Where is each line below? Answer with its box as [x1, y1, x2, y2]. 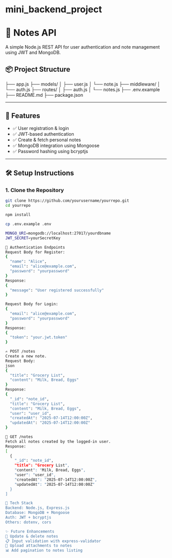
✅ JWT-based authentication [12, 131, 74, 137]
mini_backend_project [5, 4, 102, 15]
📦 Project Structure [5, 65, 71, 74]
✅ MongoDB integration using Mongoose [12, 142, 100, 148]
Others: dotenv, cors [5, 520, 52, 525]
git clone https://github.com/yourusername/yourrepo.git [5, 198, 130, 203]
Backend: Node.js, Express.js [5, 505, 70, 510]
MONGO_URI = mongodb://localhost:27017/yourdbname [5, 230, 111, 236]
